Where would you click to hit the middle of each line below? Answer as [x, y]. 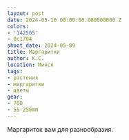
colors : [18, 26]
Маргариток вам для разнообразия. [60, 129]
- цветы [18, 90]
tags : [15, 71]
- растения [23, 78]
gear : [15, 97]
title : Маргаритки [33, 52]
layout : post [26, 13]
